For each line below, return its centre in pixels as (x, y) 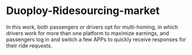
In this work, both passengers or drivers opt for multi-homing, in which (92, 27)
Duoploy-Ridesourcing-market (83, 11)
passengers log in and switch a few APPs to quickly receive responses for (96, 39)
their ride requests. (29, 46)
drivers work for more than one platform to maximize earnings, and (88, 33)
